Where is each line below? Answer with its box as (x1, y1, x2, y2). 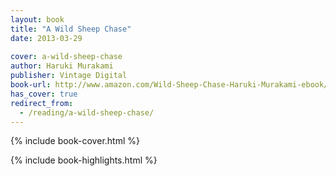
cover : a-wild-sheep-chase (10, 52, 123, 62)
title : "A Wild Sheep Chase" (10, 24, 132, 34)
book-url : (10, 80, 52, 90)
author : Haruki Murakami (10, 61, 114, 71)
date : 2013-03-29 (10, 33, 83, 43)
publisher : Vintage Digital (10, 71, 128, 81)
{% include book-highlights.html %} (10, 154, 158, 166)
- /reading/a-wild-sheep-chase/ (19, 107, 155, 118)
